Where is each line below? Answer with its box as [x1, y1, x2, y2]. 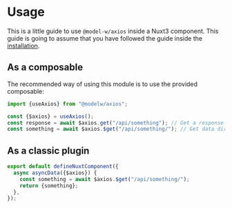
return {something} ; [19, 182, 79, 189]
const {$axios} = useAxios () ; [7, 113, 95, 120]
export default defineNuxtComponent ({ [7, 163, 119, 170]
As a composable [7, 61, 84, 73]
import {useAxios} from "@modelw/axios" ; [7, 101, 128, 107]
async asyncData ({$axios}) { [13, 169, 97, 176]
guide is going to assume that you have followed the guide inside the [7, 34, 202, 42]
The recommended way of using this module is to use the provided [7, 80, 198, 88]
